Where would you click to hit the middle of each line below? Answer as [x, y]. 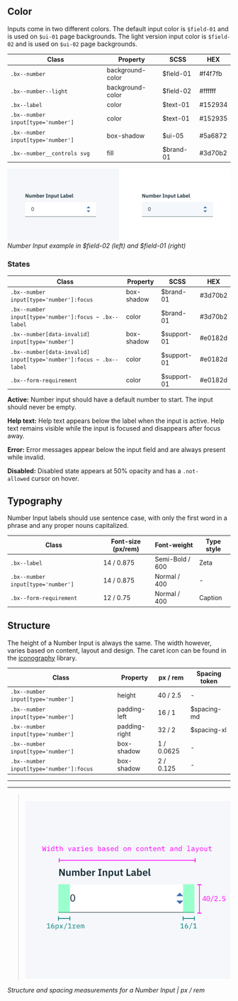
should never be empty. [42, 407]
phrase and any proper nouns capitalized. [68, 526]
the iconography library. [42, 658]
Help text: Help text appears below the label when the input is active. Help [116, 421]
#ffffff [208, 91]
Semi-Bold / [173, 559]
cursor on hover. [55, 479]
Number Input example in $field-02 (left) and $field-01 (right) [97, 245]
